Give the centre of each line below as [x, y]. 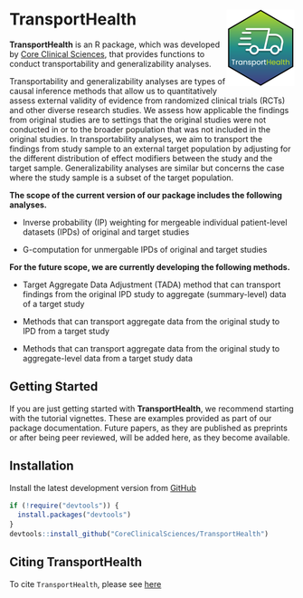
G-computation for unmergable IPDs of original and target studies [145, 249]
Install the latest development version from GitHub [103, 487]
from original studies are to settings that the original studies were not [138, 120]
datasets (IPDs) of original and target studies [106, 232]
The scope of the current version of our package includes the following [146, 195]
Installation [42, 466]
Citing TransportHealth [76, 562]
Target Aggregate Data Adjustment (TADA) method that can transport [151, 285]
